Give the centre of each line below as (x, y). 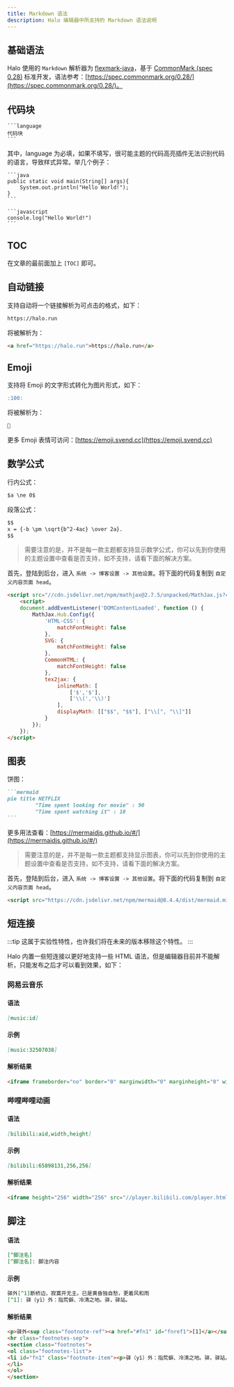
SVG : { (54, 641)
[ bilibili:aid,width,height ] (49, 1134)
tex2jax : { (60, 679)
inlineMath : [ (77, 686)
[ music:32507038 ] (32, 1050)
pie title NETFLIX (34, 799)
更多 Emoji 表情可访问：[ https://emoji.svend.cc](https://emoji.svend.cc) (110, 440)
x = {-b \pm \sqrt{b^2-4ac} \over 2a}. (65, 529)
